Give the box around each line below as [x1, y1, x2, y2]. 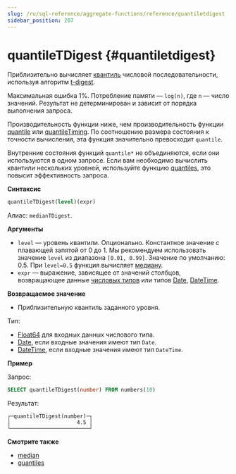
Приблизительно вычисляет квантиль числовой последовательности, [7, 70, 218, 79]
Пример [7, 359, 33, 368]
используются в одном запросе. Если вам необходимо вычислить [7, 156, 208, 165]
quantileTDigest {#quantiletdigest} [7, 47, 216, 63]
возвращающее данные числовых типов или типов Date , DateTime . [17, 276, 220, 285]
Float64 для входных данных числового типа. [17, 330, 155, 339]
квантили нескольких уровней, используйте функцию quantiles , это [7, 163, 211, 173]
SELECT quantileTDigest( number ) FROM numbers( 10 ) [7, 387, 156, 394]
